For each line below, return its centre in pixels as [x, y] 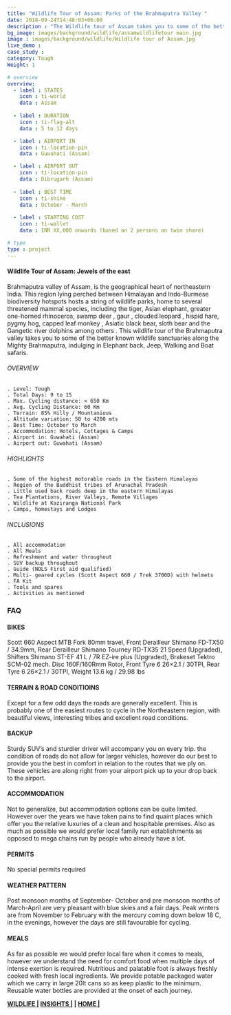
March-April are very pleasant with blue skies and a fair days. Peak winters [113, 908]
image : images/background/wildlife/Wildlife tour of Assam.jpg [101, 39]
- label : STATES [38, 90]
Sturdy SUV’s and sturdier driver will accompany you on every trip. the [107, 748]
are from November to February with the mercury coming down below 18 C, [114, 915]
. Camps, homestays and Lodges [52, 510]
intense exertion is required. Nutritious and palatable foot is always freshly [112, 968]
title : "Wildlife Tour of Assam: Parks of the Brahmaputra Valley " [107, 13]
